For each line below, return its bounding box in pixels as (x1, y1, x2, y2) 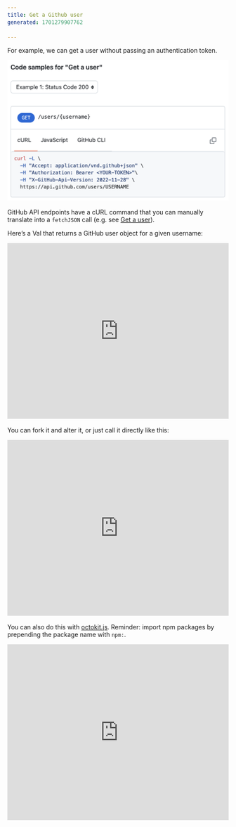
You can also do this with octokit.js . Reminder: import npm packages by (7, 623, 214, 632)
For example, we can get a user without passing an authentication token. (7, 46, 218, 55)
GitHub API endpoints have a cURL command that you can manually (7, 208, 204, 217)
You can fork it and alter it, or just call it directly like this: (7, 426, 170, 435)
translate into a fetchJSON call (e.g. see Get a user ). (7, 215, 155, 224)
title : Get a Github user (7, 11, 83, 18)
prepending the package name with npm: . (7, 630, 126, 639)
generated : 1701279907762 (7, 18, 83, 26)
